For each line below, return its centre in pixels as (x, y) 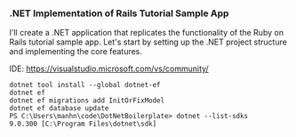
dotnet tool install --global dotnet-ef (85, 85)
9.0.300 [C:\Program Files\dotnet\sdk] (83, 124)
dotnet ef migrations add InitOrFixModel (87, 101)
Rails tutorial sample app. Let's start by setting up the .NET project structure (148, 42)
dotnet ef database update (59, 109)
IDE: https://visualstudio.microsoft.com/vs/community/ (109, 68)
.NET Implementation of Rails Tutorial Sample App (119, 13)
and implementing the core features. (76, 52)
